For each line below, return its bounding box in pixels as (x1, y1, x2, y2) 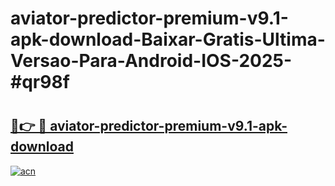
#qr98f (10, 71, 70, 94)
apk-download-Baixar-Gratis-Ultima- (10, 28, 326, 51)
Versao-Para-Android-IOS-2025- (10, 50, 293, 72)
